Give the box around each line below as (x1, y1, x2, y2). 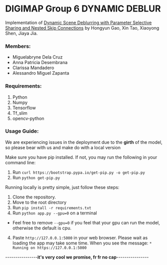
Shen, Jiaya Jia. (5, 30, 38, 36)
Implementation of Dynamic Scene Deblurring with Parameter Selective (5, 20, 152, 26)
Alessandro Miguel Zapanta (12, 70, 69, 76)
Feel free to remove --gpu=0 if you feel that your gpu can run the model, (12, 219, 160, 225)
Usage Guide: (5, 128, 39, 135)
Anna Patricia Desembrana (12, 60, 68, 66)
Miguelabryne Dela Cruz (12, 54, 63, 60)
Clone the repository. (12, 194, 56, 200)
